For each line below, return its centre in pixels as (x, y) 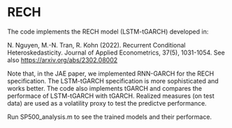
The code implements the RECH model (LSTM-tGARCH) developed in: (108, 31)
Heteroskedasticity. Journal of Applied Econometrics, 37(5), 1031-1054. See (116, 52)
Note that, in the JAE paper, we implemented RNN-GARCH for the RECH (111, 73)
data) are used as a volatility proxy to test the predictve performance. (107, 103)
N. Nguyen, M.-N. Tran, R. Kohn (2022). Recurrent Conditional (96, 45)
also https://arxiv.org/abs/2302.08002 (63, 59)
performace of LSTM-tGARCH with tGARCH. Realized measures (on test (111, 96)
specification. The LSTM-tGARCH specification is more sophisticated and (113, 80)
